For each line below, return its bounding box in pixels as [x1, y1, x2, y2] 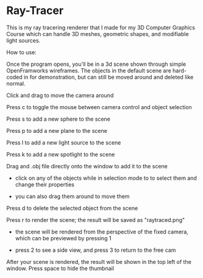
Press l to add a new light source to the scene [6, 138, 121, 146]
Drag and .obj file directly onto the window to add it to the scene [6, 162, 168, 169]
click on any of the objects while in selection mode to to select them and [15, 174, 197, 182]
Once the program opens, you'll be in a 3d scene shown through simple [6, 60, 187, 68]
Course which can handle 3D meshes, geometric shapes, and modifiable [6, 30, 189, 37]
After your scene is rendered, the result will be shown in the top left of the [6, 258, 192, 265]
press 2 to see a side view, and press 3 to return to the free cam [15, 246, 176, 254]
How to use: [6, 48, 37, 55]
